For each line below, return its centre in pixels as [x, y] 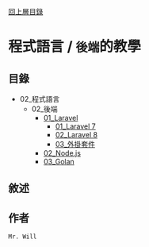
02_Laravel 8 [76, 135]
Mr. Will [23, 237]
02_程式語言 [40, 99]
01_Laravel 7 [76, 126]
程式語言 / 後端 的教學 [74, 47]
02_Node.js [62, 153]
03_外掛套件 [75, 144]
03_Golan [59, 162]
